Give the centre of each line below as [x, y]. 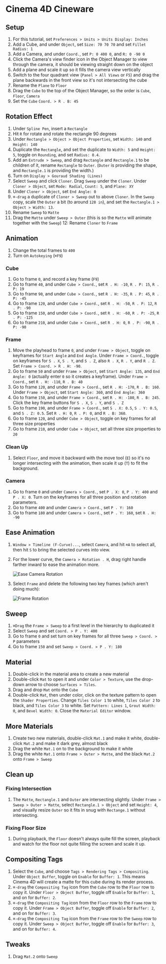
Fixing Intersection [29, 789]
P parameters [26, 641]
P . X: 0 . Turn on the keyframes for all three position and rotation [80, 497]
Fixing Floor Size [26, 828]
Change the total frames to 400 [44, 250]
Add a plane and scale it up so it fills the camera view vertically [77, 70]
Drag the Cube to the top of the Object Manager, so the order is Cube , [82, 91]
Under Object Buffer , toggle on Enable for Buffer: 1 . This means [79, 876]
